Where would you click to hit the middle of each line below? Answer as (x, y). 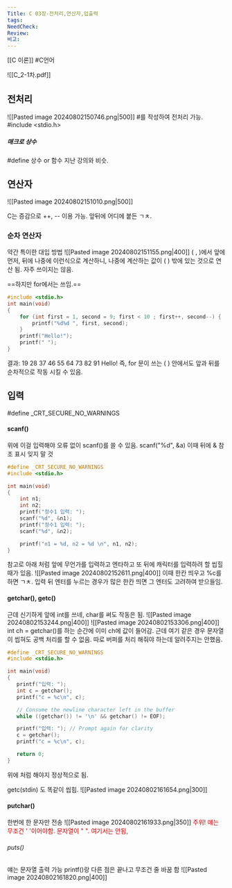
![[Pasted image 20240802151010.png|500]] (70, 202)
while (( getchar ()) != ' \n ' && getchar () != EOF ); (91, 716)
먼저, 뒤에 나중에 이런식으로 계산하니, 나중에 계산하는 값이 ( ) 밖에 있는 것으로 (111, 261)
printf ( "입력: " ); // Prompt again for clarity (85, 729)
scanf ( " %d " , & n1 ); (46, 518)
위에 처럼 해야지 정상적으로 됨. (48, 775)
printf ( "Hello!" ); (46, 336)
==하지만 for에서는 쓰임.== (44, 284)
